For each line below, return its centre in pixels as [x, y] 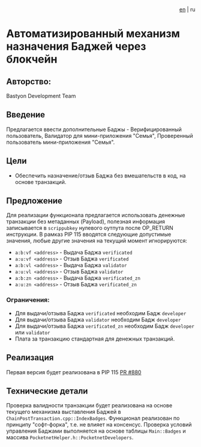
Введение [26, 115]
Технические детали [47, 391]
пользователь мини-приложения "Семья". [61, 142]
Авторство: [29, 82]
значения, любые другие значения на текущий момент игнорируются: [97, 241]
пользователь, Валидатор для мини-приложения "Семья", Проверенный [100, 135]
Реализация [30, 358]
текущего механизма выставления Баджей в [64, 412]
